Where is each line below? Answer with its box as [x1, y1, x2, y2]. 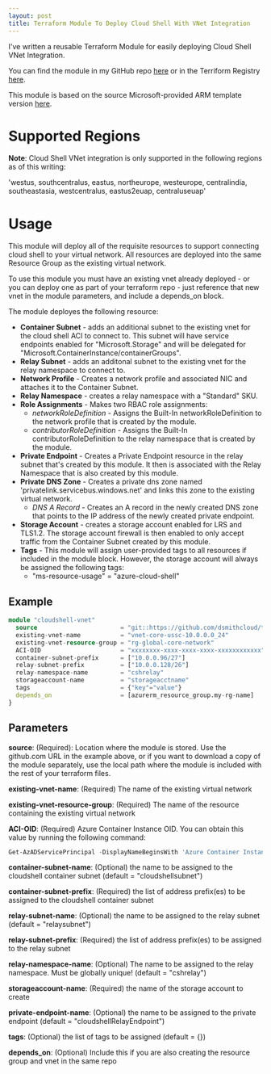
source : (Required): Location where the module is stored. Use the [8, 742, 227, 752]
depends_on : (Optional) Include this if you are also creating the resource [8, 1047, 250, 1058]
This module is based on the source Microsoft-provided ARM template [8, 90, 242, 99]
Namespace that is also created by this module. [19, 468, 179, 478]
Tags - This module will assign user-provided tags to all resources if [19, 546, 248, 556]
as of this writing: [8, 162, 66, 172]
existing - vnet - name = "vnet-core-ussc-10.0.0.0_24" [15, 631, 229, 639]
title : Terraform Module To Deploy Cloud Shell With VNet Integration [8, 19, 251, 27]
